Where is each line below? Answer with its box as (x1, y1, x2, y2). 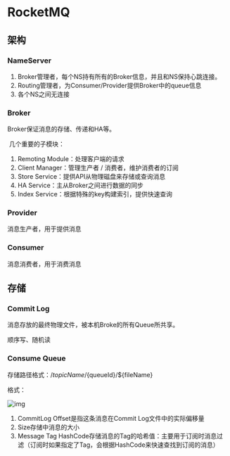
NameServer (7, 56, 51, 65)
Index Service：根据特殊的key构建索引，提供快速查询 (17, 190, 173, 198)
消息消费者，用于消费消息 (7, 260, 82, 268)
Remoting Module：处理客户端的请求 (17, 155, 124, 163)
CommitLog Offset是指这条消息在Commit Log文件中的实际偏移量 (17, 414, 205, 422)
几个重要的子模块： (8, 140, 65, 148)
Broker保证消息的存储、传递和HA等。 (7, 125, 116, 134)
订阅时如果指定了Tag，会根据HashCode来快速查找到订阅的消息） (30, 441, 219, 449)
